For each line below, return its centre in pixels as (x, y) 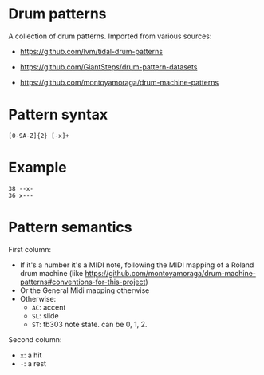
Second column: (35, 339)
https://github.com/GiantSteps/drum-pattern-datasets (108, 67)
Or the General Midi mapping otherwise (85, 290)
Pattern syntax (58, 114)
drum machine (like (51, 273)
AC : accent (49, 307)
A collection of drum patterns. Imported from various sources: (110, 36)
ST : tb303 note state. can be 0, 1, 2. (89, 324)
